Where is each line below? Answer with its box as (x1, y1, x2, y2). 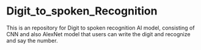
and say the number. (6, 37, 58, 44)
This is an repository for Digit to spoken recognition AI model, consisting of (6, 24, 195, 31)
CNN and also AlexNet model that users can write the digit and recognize (6, 30, 191, 37)
